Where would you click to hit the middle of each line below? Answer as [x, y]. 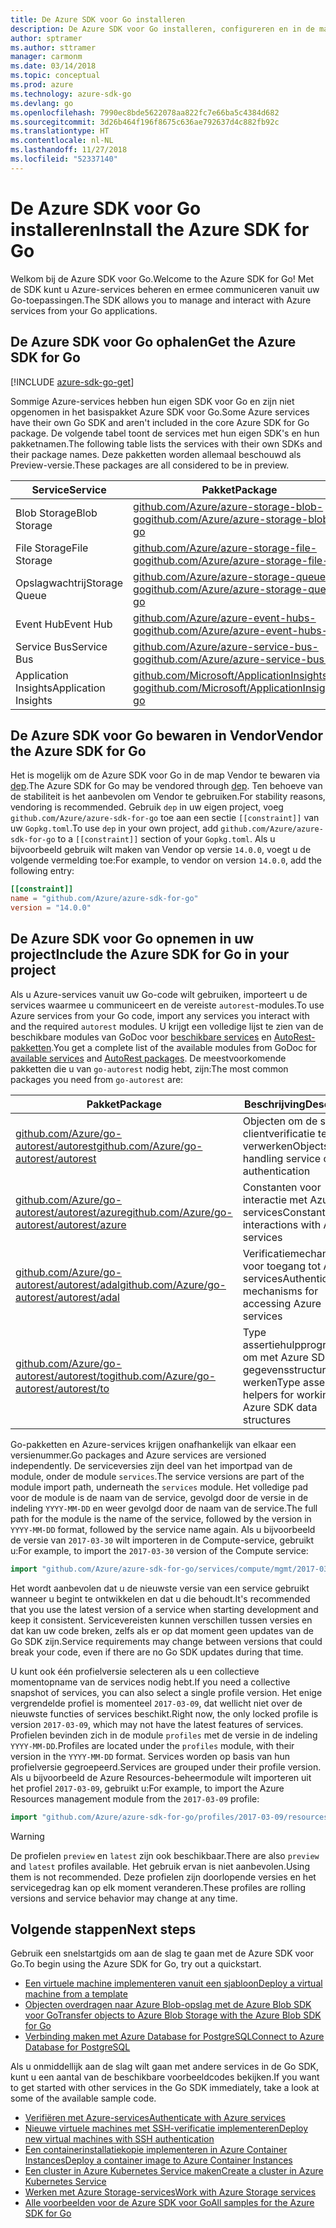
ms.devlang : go [42, 103]
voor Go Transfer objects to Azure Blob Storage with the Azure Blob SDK [173, 2015]
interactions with [282, 1224]
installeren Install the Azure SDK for [160, 229]
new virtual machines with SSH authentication [119, 2139]
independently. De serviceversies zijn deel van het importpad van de [151, 1465]
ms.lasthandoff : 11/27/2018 [69, 150]
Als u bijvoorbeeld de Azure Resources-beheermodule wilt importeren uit [161, 1777]
